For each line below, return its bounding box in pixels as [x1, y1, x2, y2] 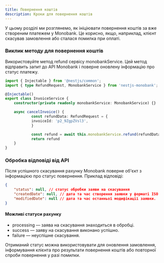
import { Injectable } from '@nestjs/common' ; [5, 78, 102, 83]
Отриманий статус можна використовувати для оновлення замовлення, [5, 242, 156, 248]
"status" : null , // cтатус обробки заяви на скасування [14, 187, 130, 192]
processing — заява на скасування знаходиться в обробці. [12, 222, 135, 228]
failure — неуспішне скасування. [12, 232, 81, 239]
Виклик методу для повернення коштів [5, 47, 103, 54]
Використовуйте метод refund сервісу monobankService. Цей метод [5, 58, 147, 64]
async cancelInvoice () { [14, 110, 64, 114]
